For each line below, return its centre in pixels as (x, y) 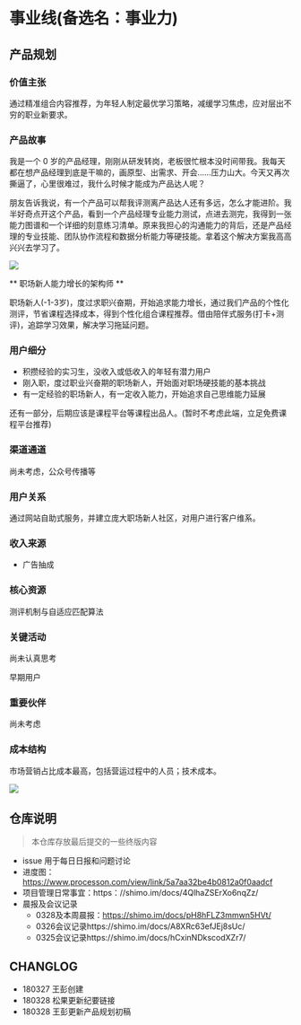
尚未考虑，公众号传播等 (52, 471)
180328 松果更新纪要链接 (69, 1001)
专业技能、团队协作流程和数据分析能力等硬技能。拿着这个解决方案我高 (154, 237)
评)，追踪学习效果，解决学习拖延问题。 (82, 325)
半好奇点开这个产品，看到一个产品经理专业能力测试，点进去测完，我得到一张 (150, 214)
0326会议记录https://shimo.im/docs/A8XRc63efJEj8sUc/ (140, 926)
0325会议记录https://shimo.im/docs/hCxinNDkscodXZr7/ (141, 938)
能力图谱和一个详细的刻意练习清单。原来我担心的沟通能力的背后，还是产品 (146, 225)
